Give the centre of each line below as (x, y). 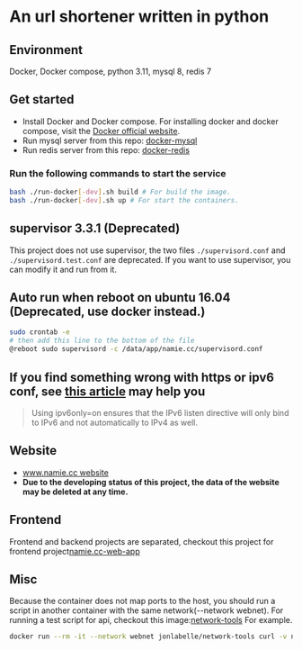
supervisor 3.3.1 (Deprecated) (95, 228)
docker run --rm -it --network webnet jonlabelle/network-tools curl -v (148, 636)
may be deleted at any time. (75, 492)
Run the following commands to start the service (118, 173)
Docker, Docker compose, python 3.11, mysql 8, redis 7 (111, 71)
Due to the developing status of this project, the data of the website (151, 482)
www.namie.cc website (66, 472)
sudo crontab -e (40, 332)
